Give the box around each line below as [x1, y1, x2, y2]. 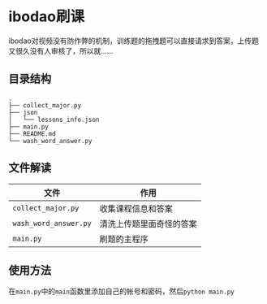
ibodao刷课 [8, 7, 85, 26]
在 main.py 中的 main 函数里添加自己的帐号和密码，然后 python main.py [8, 286, 235, 297]
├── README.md [8, 129, 57, 138]
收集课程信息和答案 [99, 202, 173, 214]
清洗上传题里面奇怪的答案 [99, 218, 197, 229]
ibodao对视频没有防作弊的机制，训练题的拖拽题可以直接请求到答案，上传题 [8, 36, 260, 46]
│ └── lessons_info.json [8, 115, 100, 124]
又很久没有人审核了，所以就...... [8, 46, 114, 55]
